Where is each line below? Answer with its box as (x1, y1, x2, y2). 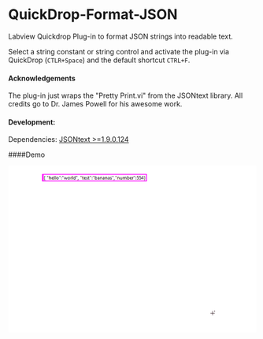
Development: (8, 117, 56, 127)
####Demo (8, 150, 46, 159)
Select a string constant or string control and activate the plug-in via (8, 47, 230, 56)
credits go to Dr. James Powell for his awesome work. (8, 99, 183, 109)
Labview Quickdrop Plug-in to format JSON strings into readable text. (8, 32, 234, 41)
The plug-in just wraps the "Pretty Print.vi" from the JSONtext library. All (8, 91, 243, 100)
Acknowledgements (8, 73, 76, 83)
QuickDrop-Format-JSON (8, 6, 178, 24)
